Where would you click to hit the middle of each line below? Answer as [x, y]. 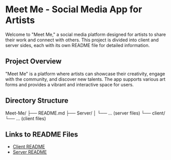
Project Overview [33, 62]
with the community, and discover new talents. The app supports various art [86, 79]
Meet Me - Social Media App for [74, 9]
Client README [29, 147]
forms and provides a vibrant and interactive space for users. [70, 84]
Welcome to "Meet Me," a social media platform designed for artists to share [86, 34]
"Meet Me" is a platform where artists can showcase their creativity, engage [85, 74]
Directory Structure [37, 101]
